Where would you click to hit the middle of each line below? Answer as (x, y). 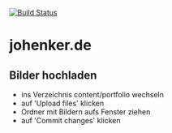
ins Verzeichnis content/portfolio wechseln (92, 94)
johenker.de (50, 45)
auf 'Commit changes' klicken (71, 120)
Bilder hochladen (53, 75)
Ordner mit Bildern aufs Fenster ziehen (86, 112)
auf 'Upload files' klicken (62, 103)
